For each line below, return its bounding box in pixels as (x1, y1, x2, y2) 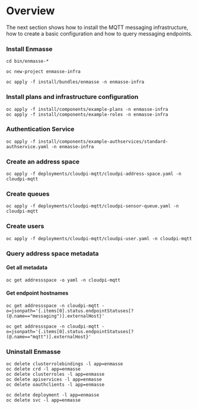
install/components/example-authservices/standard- (37, 138, 168, 145)
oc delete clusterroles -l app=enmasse (6, 372, 105, 378)
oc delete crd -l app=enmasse (6, 366, 81, 372)
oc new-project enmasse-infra (6, 69, 81, 75)
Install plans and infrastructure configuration (6, 93, 139, 101)
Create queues (6, 190, 50, 198)
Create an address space (6, 157, 80, 165)
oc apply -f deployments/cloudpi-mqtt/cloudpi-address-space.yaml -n (6, 171, 182, 177)
